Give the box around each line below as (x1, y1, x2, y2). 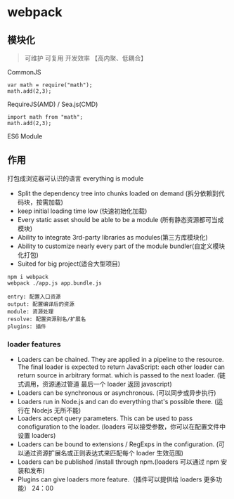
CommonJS (7, 68, 41, 76)
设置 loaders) (17, 432, 56, 440)
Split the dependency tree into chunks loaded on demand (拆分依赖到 (17, 189, 219, 197)
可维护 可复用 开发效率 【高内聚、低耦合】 (24, 54, 148, 62)
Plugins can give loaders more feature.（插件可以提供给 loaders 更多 (17, 475, 216, 484)
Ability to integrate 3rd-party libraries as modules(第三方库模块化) (17, 233, 209, 241)
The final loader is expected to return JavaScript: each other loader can (17, 363, 225, 371)
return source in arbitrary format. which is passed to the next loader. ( (17, 371, 220, 380)
